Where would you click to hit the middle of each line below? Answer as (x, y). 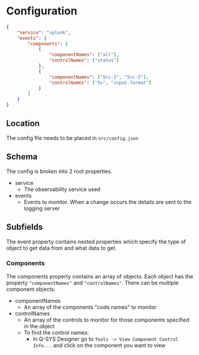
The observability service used (62, 189)
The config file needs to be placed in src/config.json (73, 138)
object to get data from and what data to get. (61, 248)
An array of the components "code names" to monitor (90, 307)
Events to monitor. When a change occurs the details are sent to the (108, 202)
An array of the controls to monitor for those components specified (107, 320)
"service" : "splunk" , (44, 32)
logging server (42, 208)
